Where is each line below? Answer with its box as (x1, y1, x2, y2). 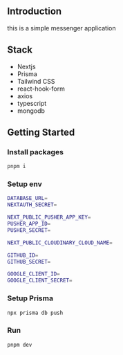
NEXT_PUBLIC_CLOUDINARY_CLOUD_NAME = (7, 239, 113, 246)
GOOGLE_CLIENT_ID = (7, 271, 60, 277)
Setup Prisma (7, 293, 54, 303)
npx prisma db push (7, 309, 64, 316)
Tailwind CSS (17, 77, 55, 85)
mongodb (17, 107, 45, 115)
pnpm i (7, 163, 26, 170)
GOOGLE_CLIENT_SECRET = (7, 277, 73, 284)
